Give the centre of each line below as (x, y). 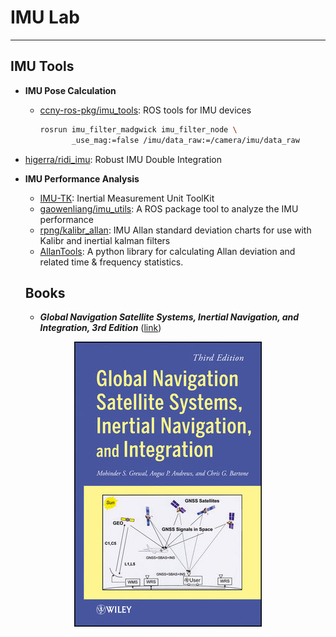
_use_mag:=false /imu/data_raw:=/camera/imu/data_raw (185, 140)
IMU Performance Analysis (82, 178)
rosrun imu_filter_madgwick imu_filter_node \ (138, 129)
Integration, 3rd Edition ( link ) (100, 328)
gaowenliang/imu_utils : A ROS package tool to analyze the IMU (169, 208)
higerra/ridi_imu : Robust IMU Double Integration (123, 159)
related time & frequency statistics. (111, 262)
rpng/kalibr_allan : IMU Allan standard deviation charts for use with (175, 230)
